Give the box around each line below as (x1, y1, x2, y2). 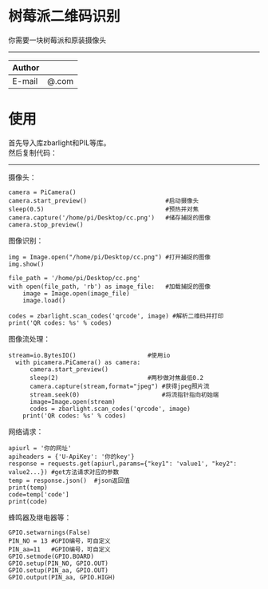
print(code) (8, 497, 48, 505)
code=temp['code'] (8, 490, 69, 499)
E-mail (12, 75, 38, 86)
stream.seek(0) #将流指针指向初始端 (29, 390, 219, 399)
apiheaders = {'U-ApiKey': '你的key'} (8, 453, 135, 461)
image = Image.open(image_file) (22, 289, 130, 298)
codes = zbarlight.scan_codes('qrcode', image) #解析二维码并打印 (8, 312, 224, 320)
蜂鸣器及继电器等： (8, 512, 72, 522)
